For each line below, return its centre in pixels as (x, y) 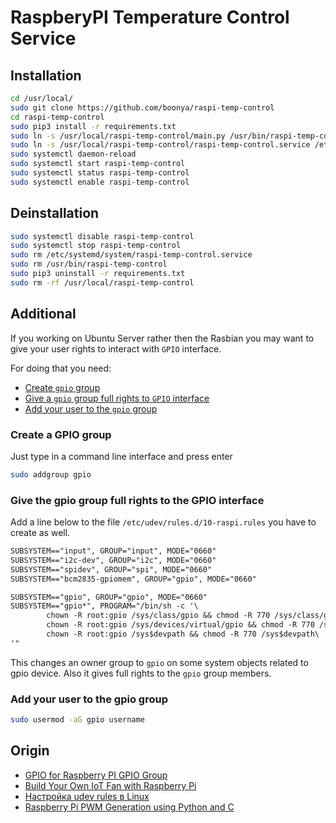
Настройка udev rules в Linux (87, 796)
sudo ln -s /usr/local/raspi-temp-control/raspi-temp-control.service (160, 145)
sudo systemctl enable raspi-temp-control (100, 182)
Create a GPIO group (61, 434)
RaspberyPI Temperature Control (150, 17)
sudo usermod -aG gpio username (77, 720)
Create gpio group (62, 387)
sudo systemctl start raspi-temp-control (98, 164)
